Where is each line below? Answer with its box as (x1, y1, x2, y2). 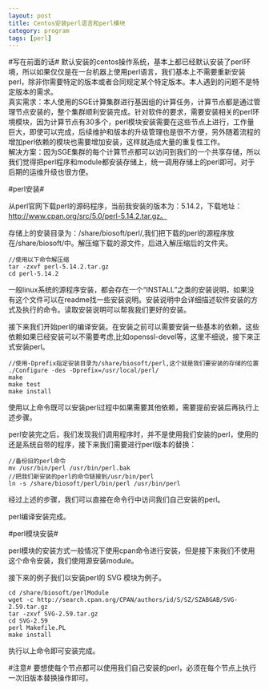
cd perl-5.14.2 (8, 270, 59, 278)
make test (8, 381, 42, 389)
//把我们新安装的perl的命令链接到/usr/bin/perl (8, 473, 155, 481)
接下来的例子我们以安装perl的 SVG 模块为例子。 (8, 573, 167, 583)
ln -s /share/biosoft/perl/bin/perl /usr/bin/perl (8, 480, 181, 488)
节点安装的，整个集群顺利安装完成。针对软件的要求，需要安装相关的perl (14, 107, 253, 117)
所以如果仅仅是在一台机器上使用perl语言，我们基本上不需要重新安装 (22, 67, 246, 77)
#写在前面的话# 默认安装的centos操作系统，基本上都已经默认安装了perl (8, 57, 244, 67)
